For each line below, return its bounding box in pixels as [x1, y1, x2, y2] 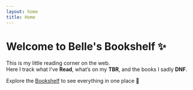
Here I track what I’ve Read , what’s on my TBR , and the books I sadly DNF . [6, 66, 188, 73]
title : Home [6, 14, 35, 20]
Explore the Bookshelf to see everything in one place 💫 [6, 78, 140, 85]
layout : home [6, 8, 38, 15]
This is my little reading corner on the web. [6, 60, 110, 67]
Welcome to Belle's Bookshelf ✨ [6, 40, 166, 53]
